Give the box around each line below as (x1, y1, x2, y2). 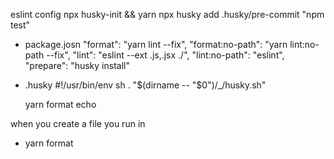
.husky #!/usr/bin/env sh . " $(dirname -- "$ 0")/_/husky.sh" (24, 79, 267, 91)
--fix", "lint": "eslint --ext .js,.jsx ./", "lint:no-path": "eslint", (46, 49, 285, 61)
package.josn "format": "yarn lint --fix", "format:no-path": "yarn (24, 39, 288, 50)
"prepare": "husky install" (24, 60, 130, 71)
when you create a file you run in (10, 118, 146, 129)
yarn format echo (24, 99, 97, 110)
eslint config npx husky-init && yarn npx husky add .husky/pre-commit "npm (10, 9, 325, 20)
